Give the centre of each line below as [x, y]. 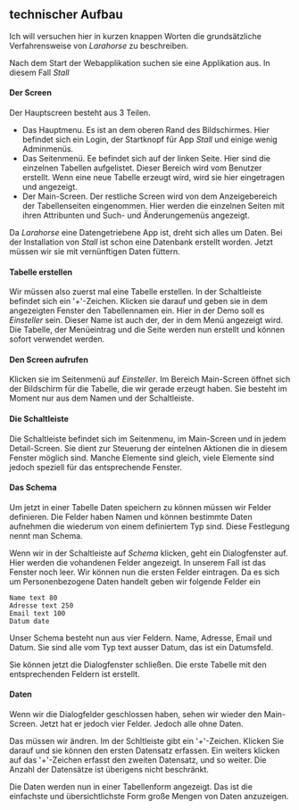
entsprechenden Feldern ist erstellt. [75, 674]
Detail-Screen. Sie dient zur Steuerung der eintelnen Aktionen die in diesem [148, 448]
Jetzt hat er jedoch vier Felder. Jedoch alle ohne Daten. [141, 724]
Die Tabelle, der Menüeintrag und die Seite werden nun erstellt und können [147, 330]
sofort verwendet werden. [57, 339]
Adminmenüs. [48, 149]
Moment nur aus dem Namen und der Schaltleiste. [102, 398]
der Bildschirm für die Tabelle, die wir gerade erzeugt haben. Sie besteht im [148, 389]
